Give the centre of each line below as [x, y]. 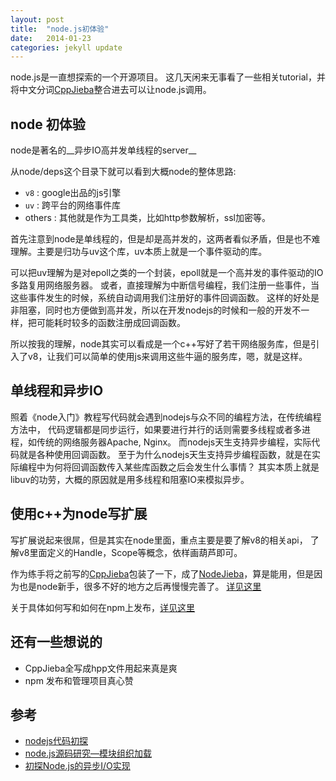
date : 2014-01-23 [51, 38]
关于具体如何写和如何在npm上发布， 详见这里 [103, 607]
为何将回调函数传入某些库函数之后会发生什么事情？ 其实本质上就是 [182, 467]
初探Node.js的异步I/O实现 [77, 766]
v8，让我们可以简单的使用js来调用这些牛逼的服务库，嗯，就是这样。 [167, 357]
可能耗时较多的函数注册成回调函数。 [111, 323]
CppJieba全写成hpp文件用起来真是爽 [101, 668]
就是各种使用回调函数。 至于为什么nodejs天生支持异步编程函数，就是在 [165, 454]
